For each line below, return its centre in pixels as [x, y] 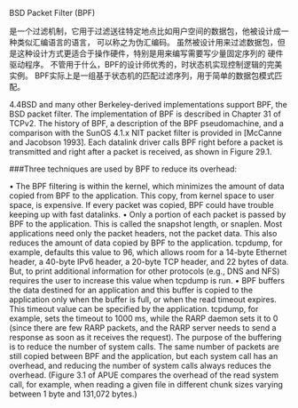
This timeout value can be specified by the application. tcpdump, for [134, 309]
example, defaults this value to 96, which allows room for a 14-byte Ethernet [148, 252]
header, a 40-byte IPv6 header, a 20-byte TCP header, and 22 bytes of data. [149, 262]
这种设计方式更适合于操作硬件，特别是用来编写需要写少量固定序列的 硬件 [150, 53]
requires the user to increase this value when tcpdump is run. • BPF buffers [147, 280]
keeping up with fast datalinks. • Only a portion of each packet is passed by [148, 214]
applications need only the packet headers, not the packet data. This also [143, 233]
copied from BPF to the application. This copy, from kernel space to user [142, 196]
